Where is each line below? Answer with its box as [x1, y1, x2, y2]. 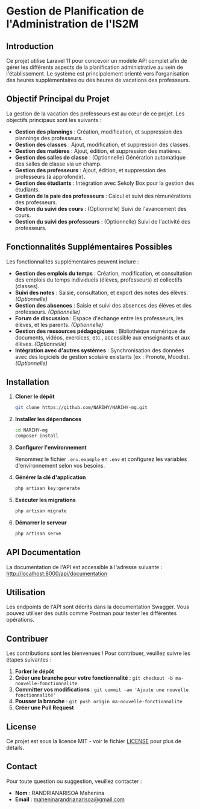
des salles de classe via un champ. [14, 160, 102, 167]
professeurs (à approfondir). [14, 173, 86, 180]
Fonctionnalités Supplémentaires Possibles [6, 242, 173, 252]
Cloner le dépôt [14, 393, 55, 400]
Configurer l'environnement [14, 444, 87, 451]
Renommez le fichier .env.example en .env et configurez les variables [14, 456, 187, 463]
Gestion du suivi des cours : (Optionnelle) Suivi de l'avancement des [14, 205, 187, 212]
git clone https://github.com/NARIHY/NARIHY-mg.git [14, 405, 148, 411]
